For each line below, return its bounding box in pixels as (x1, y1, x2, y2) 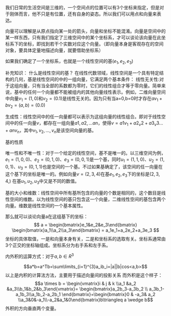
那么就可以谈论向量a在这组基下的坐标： (5, 213, 88, 220)
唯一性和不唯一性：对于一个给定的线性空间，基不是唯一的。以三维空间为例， (5, 150, 166, 156)
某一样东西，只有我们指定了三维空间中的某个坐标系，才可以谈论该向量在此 (5, 35, 161, 40)
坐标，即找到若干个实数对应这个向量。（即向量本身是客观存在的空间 (22, 41, 164, 47)
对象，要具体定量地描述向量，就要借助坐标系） (5, 47, 103, 53)
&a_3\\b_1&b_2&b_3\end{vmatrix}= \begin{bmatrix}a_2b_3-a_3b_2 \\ (7, 285, 148, 292)
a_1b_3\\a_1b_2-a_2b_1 (15, 291, 61, 297)
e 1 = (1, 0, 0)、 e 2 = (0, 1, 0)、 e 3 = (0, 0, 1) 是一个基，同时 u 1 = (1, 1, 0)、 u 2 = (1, (5, 156, 165, 163)
